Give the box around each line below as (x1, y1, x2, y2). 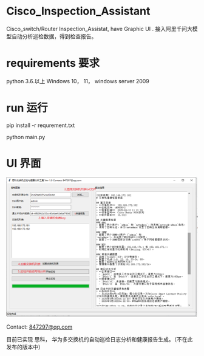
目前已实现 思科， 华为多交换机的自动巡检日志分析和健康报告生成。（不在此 (6, 336, 193, 343)
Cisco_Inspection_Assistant (6, 4, 151, 18)
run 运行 (6, 101, 48, 115)
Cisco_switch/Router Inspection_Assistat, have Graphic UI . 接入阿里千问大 (6, 25, 192, 32)
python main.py (6, 133, 46, 140)
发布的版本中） (6, 343, 44, 351)
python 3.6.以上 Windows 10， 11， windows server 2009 (6, 77, 150, 84)
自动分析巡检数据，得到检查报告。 (11, 32, 97, 40)
